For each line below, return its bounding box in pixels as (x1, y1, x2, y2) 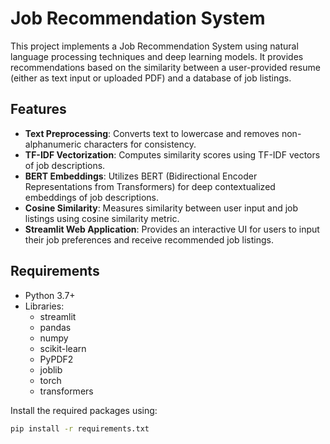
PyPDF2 (39, 353, 74, 365)
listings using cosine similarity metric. (24, 212, 180, 224)
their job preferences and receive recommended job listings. (24, 233, 274, 246)
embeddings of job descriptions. (24, 191, 160, 203)
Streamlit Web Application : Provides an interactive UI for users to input (24, 223, 320, 235)
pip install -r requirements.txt (10, 423, 150, 434)
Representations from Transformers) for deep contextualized (24, 180, 276, 192)
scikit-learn (39, 342, 87, 354)
